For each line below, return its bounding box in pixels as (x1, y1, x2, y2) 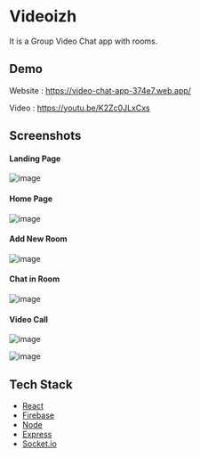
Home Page (9, 193, 53, 204)
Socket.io (21, 438, 58, 449)
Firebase (21, 410, 55, 420)
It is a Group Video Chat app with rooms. (9, 36, 158, 46)
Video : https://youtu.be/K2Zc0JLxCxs (9, 102, 150, 113)
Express (21, 428, 52, 439)
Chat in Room (9, 273, 60, 284)
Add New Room (9, 233, 68, 244)
